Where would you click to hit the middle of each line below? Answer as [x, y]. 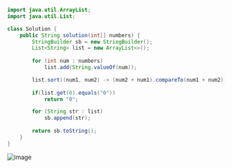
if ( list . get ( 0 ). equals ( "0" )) [74, 93]
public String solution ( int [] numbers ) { [80, 35]
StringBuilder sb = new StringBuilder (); [93, 41]
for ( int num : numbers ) [68, 61]
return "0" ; [61, 99]
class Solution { [32, 29]
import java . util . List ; [41, 16]
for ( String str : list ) [68, 112]
